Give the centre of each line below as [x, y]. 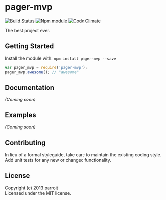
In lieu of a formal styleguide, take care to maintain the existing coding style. [83, 154]
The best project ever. [28, 30]
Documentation [30, 87]
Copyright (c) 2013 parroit [32, 188]
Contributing [25, 143]
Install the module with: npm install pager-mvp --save [61, 58]
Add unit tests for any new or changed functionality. [58, 160]
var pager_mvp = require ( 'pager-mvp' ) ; [46, 67]
